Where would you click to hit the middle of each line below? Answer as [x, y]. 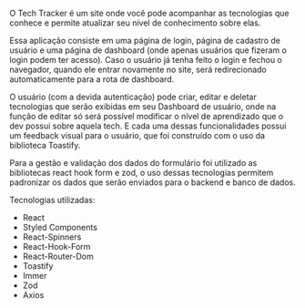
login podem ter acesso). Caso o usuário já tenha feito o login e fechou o [146, 60]
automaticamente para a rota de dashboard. [92, 79]
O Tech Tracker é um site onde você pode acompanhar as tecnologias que [149, 13]
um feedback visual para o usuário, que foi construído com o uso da [137, 135]
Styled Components [60, 227]
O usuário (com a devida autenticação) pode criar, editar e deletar [133, 97]
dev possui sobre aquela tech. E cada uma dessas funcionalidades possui [148, 126]
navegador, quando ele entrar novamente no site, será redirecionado [138, 69]
